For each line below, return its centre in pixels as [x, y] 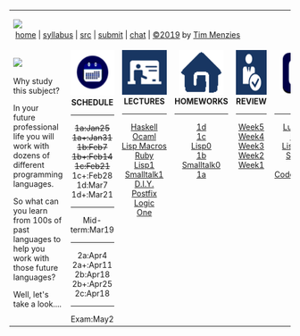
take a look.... [37, 304]
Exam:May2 [92, 319]
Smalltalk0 [201, 165]
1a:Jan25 [92, 128]
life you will [34, 136]
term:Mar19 [92, 230]
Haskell [144, 127]
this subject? [36, 90]
